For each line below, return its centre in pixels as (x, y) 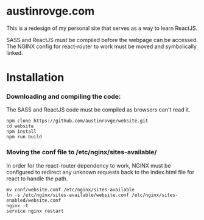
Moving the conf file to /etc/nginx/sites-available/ (82, 152)
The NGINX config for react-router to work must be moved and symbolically (101, 46)
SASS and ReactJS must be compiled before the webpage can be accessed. (102, 40)
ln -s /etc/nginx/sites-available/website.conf (68, 195)
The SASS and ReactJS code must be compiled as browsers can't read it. (98, 110)
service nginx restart (35, 211)
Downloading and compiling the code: (64, 97)
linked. (15, 52)
